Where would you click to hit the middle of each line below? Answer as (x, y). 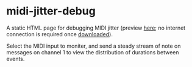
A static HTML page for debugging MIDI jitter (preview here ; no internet (96, 28)
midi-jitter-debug (51, 11)
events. (16, 59)
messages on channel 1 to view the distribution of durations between (93, 52)
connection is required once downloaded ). (59, 34)
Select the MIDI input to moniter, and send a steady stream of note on (94, 46)
